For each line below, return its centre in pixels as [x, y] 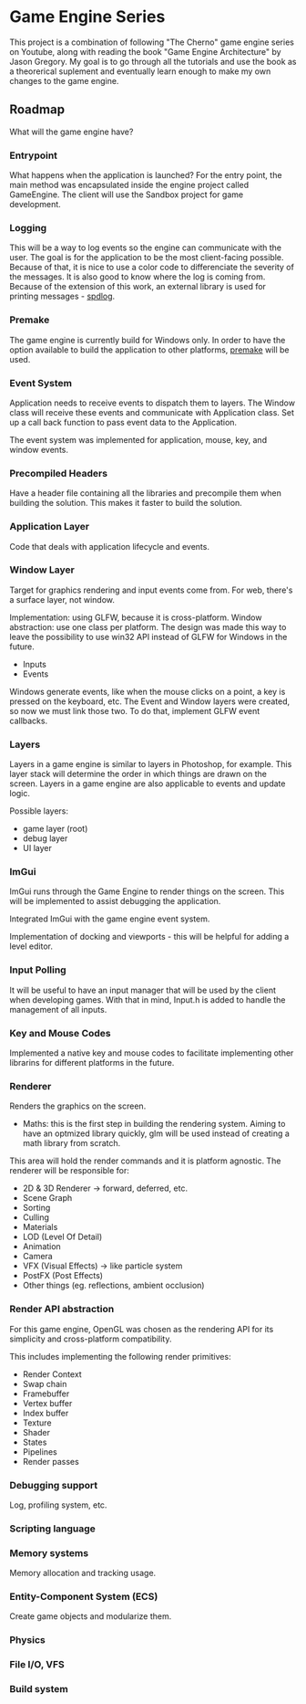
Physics [27, 1640]
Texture [37, 1423]
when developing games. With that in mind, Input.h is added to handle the [148, 999]
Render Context [52, 1374]
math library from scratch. [71, 1143]
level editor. [31, 946]
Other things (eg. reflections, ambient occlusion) [113, 1286]
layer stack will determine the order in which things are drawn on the [138, 774]
